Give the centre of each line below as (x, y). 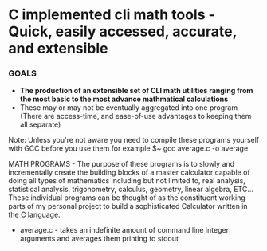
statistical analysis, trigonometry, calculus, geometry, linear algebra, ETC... (131, 190)
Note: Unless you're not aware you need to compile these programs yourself (134, 140)
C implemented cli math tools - (112, 15)
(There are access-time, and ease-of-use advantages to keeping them (135, 116)
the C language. (35, 215)
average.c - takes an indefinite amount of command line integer (124, 230)
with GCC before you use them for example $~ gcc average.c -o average (128, 148)
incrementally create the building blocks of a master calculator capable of (129, 172)
